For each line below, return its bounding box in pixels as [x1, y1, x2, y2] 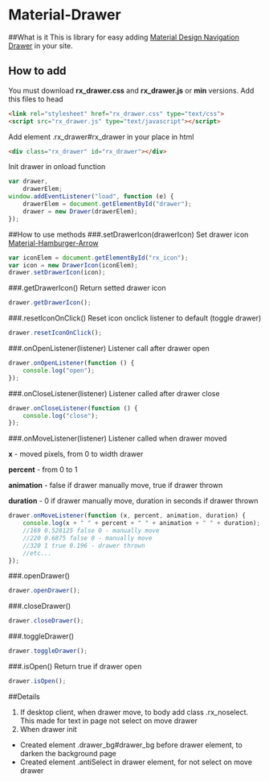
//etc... [22, 549, 52, 557]
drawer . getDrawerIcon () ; [8, 299, 92, 307]
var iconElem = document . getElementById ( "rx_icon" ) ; [8, 254, 189, 262]
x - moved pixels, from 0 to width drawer [8, 449, 144, 459]
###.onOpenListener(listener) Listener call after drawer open [8, 344, 210, 353]
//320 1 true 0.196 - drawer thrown [22, 541, 146, 549]
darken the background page [19, 748, 116, 758]
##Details [8, 691, 40, 701]
